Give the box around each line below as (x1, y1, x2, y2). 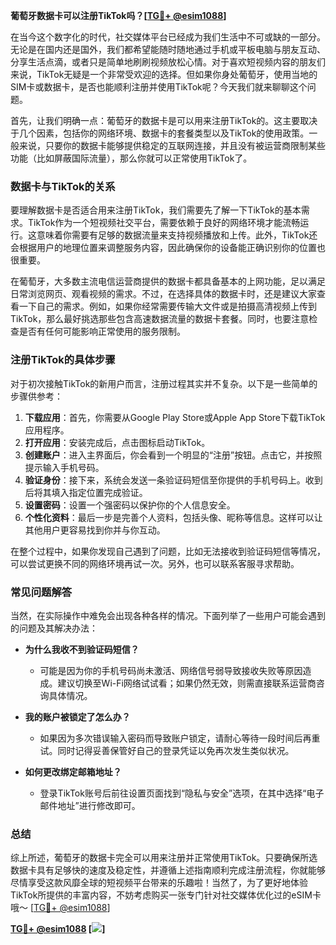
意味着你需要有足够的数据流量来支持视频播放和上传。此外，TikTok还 (36, 229, 318, 241)
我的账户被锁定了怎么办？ (24, 710, 131, 723)
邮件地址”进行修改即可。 (39, 799, 141, 811)
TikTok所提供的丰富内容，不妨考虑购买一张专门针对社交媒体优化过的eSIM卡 (10, 889, 322, 901)
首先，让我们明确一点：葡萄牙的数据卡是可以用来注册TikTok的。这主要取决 (10, 115, 318, 126)
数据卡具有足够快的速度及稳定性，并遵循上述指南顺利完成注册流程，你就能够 (10, 864, 326, 876)
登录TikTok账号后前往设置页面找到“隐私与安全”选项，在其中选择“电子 (39, 787, 325, 799)
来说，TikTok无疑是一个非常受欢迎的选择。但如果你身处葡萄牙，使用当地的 (10, 69, 318, 80)
